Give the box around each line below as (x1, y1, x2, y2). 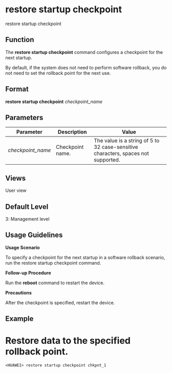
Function (5, 35, 34, 44)
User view (5, 187, 27, 193)
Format (5, 85, 29, 93)
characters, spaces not (94, 150, 149, 157)
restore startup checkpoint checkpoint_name (5, 99, 103, 105)
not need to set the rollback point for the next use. (5, 70, 111, 76)
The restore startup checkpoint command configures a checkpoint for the (5, 49, 163, 55)
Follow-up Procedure (5, 269, 51, 276)
